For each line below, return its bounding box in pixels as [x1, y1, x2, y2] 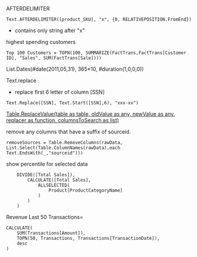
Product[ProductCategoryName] [48, 188, 123, 193]
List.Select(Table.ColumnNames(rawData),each [6, 145, 120, 151]
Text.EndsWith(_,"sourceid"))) [6, 150, 83, 156]
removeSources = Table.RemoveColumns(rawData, [6, 139, 123, 145]
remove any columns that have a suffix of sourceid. [6, 128, 131, 135]
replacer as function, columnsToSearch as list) [6, 117, 120, 123]
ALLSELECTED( [37, 182, 70, 188]
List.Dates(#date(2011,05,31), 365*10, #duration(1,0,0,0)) [6, 65, 144, 72]
